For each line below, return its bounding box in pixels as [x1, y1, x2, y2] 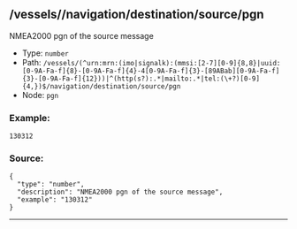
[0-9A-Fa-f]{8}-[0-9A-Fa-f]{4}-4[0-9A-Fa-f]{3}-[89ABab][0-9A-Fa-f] [21, 66, 280, 75]
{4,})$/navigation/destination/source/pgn [21, 81, 181, 91]
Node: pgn [21, 89, 59, 100]
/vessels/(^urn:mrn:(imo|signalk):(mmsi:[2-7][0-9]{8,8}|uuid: [42, 58, 281, 67]
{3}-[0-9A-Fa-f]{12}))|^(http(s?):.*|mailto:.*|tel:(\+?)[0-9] [21, 74, 261, 83]
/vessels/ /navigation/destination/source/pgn [9, 7, 264, 22]
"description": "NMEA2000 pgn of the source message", [17, 187, 224, 197]
